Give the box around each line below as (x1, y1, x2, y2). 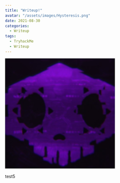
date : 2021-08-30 (5, 18, 40, 23)
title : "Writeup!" (5, 8, 42, 13)
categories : (5, 23, 29, 28)
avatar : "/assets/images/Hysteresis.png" (5, 13, 91, 18)
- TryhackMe (9, 39, 34, 44)
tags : (5, 34, 16, 39)
